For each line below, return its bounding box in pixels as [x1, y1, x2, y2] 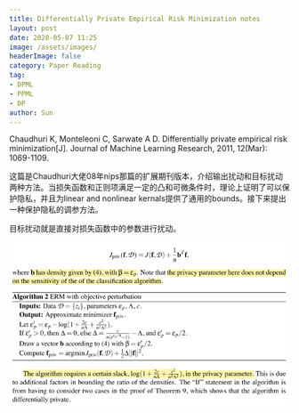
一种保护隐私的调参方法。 [9, 205, 103, 215]
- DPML [9, 80, 34, 89]
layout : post [9, 23, 58, 33]
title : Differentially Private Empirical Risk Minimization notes [9, 14, 261, 23]
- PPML [9, 89, 34, 98]
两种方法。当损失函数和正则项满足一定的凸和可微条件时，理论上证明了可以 [9, 182, 282, 193]
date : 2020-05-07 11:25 [9, 33, 98, 42]
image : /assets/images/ [9, 43, 98, 52]
